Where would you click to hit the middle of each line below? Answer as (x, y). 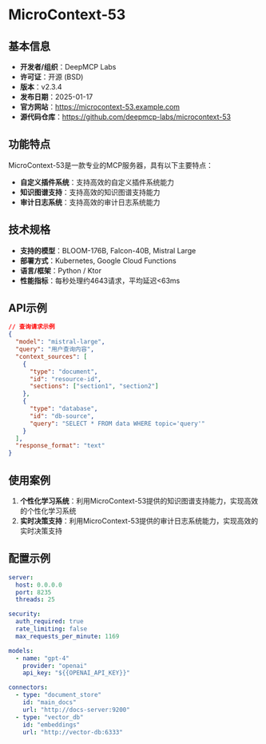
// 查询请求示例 (32, 327)
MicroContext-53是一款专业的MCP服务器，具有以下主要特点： (111, 165)
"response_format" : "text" (60, 446)
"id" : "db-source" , (62, 416)
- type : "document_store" (59, 695)
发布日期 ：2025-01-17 (56, 97)
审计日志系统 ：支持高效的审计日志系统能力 (90, 202)
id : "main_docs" (50, 702)
